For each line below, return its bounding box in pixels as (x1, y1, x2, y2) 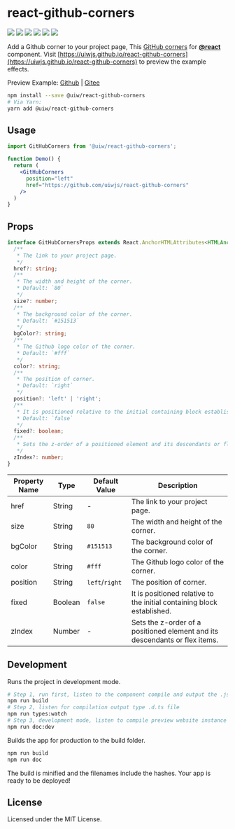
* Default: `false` (16, 415, 73, 422)
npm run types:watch (7, 711, 68, 718)
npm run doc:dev (7, 723, 55, 730)
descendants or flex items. (131, 635, 219, 645)
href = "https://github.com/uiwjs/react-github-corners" (25, 181, 190, 188)
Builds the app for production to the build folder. (7, 736, 145, 744)
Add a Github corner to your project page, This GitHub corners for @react (7, 42, 221, 50)
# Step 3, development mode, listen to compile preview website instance (7, 717, 227, 724)
